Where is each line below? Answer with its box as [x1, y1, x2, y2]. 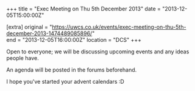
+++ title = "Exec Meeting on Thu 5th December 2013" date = [6, 5, 161, 12]
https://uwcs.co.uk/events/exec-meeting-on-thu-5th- [51, 24, 186, 30]
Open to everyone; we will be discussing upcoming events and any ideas [6, 48, 190, 55]
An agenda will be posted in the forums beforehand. [6, 66, 137, 73]
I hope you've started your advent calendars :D [6, 78, 125, 85]
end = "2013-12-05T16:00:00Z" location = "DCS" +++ [6, 36, 142, 43]
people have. [6, 55, 39, 61]
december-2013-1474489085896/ [6, 30, 93, 37]
